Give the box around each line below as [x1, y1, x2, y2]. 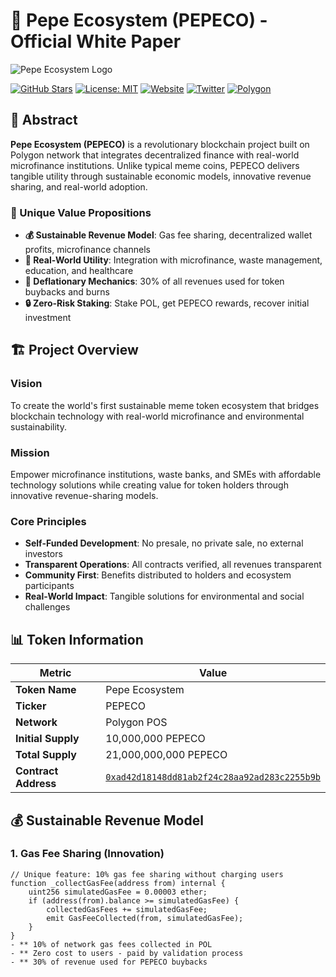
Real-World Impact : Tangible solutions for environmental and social [24, 590, 305, 603]
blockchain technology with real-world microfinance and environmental [10, 410, 305, 422]
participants [24, 580, 75, 592]
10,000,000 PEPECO [105, 732, 206, 746]
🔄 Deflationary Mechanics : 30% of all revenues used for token [24, 275, 285, 288]
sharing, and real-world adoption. [10, 180, 148, 193]
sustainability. [10, 420, 67, 433]
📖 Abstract [10, 112, 78, 129]
